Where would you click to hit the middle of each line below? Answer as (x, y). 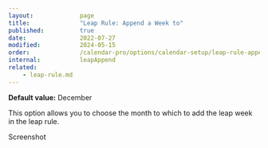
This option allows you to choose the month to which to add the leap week (130, 113)
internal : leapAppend (62, 60)
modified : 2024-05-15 (62, 45)
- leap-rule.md (48, 75)
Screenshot (27, 137)
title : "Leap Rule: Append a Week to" (96, 23)
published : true (51, 30)
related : (23, 68)
